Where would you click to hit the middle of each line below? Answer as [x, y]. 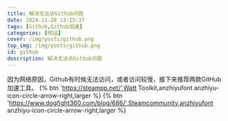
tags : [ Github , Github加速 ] [45, 26]
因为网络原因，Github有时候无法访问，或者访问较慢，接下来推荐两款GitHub [114, 79]
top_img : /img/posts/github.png [54, 46]
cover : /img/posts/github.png [51, 39]
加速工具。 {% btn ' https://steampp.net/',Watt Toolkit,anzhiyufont [100, 88]
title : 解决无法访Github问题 [46, 13]
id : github [23, 53]
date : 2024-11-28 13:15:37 [46, 20]
